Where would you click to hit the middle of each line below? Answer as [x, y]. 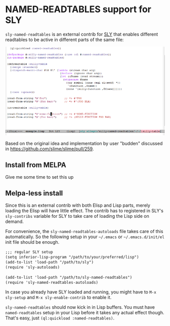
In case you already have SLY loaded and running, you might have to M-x [81, 292]
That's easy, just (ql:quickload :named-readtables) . [60, 318]
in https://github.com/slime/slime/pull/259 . [50, 149]
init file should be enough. [32, 242]
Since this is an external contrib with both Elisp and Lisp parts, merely [78, 205]
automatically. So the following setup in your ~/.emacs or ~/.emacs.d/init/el [85, 237]
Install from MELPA [36, 165]
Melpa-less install [34, 193]
